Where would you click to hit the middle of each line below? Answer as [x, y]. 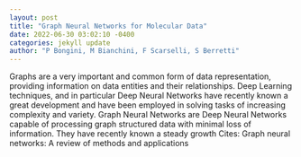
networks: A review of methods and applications [99, 144]
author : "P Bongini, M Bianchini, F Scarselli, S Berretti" [125, 51]
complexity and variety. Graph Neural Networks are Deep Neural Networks [148, 115]
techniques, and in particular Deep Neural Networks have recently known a [149, 96]
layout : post [34, 17]
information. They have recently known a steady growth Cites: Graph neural [150, 134]
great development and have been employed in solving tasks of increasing [148, 105]
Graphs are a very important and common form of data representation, [141, 76]
